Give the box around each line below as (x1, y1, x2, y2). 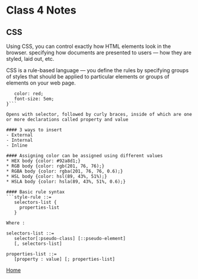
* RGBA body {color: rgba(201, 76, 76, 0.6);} (6, 168, 123, 174)
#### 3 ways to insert (6, 127, 62, 133)
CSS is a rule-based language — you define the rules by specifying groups (6, 67, 189, 74)
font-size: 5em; (14, 96, 55, 102)
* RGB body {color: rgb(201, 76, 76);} (6, 163, 105, 169)
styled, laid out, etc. (6, 56, 55, 62)
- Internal (6, 137, 33, 143)
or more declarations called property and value (6, 116, 129, 122)
